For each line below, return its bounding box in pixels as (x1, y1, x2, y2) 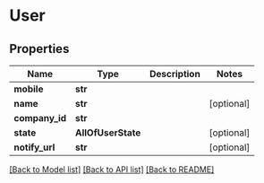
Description (149, 68, 201, 80)
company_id (13, 112, 67, 124)
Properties (9, 41, 70, 57)
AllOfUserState (74, 126, 141, 139)
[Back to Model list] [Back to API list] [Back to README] (9, 164, 215, 175)
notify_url (13, 141, 55, 153)
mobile (13, 83, 44, 95)
